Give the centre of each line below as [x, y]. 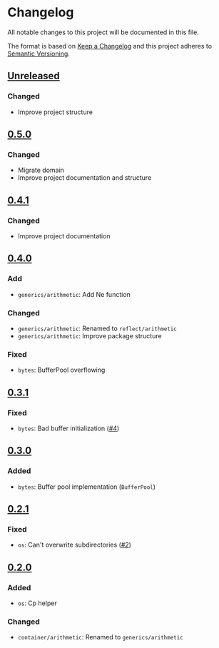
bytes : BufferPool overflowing [61, 370]
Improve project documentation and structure [85, 178]
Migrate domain [41, 170]
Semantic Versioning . [39, 54]
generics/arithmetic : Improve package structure [90, 335]
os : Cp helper [37, 603]
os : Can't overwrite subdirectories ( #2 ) [75, 545]
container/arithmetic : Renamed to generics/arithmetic [100, 637]
